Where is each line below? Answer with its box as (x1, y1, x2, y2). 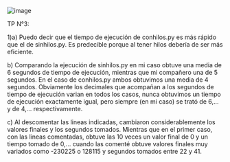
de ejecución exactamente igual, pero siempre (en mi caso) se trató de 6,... (7, 97, 219, 106)
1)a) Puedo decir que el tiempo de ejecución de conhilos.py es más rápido (7, 33, 217, 41)
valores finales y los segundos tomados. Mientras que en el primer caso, (7, 126, 213, 133)
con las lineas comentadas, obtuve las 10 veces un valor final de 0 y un (7, 132, 208, 141)
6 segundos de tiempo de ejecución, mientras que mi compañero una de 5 (7, 69, 218, 76)
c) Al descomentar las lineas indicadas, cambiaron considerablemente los (7, 118, 216, 126)
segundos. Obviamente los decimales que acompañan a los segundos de (7, 83, 214, 91)
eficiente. (7, 48, 34, 56)
